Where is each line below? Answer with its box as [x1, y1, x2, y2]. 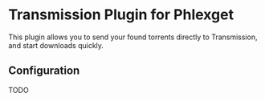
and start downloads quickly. [8, 40, 104, 50]
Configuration [8, 64, 80, 78]
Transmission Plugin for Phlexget [8, 6, 234, 24]
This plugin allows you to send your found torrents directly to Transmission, [8, 32, 258, 42]
